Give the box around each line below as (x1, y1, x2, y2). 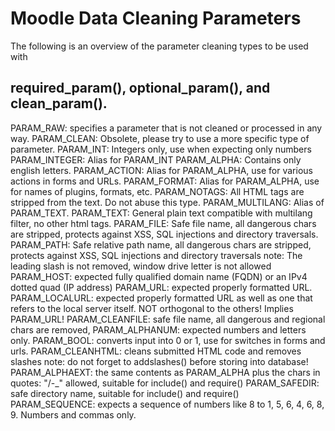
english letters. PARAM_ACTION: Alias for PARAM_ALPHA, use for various (10, 164, 313, 176)
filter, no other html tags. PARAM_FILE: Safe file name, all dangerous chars (10, 217, 317, 229)
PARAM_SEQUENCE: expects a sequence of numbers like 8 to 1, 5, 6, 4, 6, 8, (10, 398, 325, 410)
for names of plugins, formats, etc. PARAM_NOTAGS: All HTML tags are (10, 185, 305, 197)
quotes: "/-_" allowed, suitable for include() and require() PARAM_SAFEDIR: (10, 377, 320, 389)
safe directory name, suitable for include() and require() (10, 387, 240, 399)
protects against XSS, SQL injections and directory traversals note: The (10, 249, 303, 261)
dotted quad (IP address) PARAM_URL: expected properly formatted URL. (10, 281, 313, 293)
